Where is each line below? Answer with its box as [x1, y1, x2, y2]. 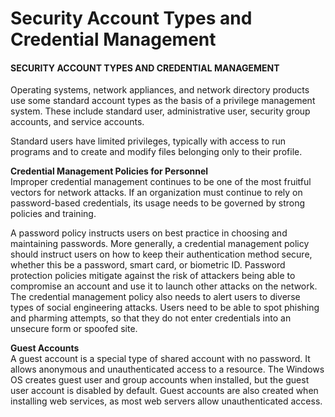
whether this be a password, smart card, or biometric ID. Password [10, 259, 286, 271]
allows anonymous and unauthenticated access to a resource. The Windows [10, 363, 325, 376]
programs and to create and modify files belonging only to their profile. [10, 146, 303, 158]
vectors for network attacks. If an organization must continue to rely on [10, 187, 303, 199]
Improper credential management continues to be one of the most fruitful [10, 176, 312, 188]
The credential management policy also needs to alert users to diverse [10, 291, 301, 303]
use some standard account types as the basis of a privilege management [10, 95, 316, 107]
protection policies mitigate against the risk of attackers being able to [10, 270, 296, 282]
